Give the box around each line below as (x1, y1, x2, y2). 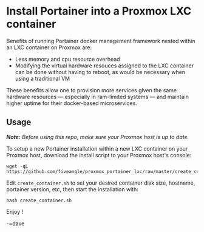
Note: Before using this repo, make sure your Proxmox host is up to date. (6, 133, 189, 140)
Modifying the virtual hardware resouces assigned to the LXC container (15, 62, 194, 69)
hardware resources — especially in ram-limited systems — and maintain (6, 93, 189, 100)
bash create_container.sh (6, 197, 72, 203)
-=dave (6, 220, 25, 227)
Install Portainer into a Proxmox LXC (6, 4, 192, 18)
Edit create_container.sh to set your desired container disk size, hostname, (6, 179, 195, 186)
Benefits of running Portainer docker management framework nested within (6, 37, 195, 44)
